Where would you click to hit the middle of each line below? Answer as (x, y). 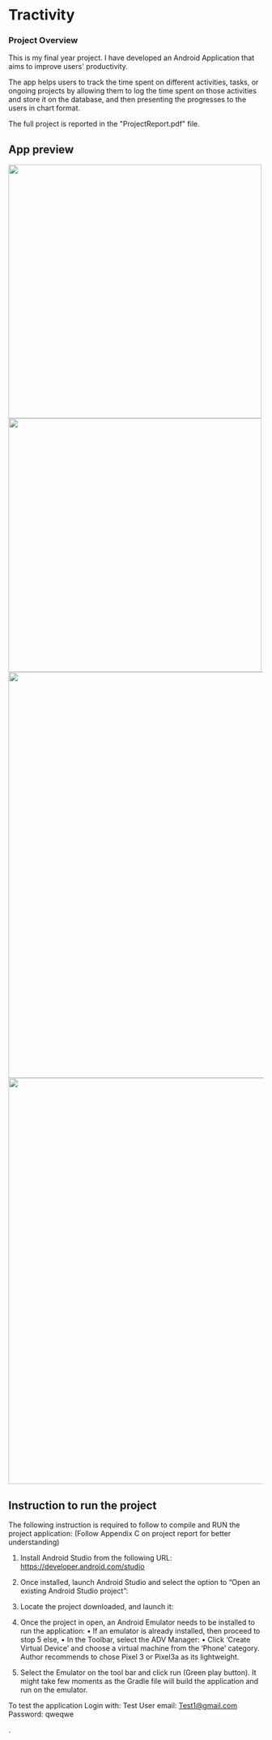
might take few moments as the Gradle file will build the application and (139, 1682)
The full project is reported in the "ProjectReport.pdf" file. (104, 124)
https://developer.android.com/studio (82, 1567)
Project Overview (43, 41)
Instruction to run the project (83, 1505)
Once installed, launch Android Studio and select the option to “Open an (140, 1582)
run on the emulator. (54, 1690)
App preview (41, 149)
